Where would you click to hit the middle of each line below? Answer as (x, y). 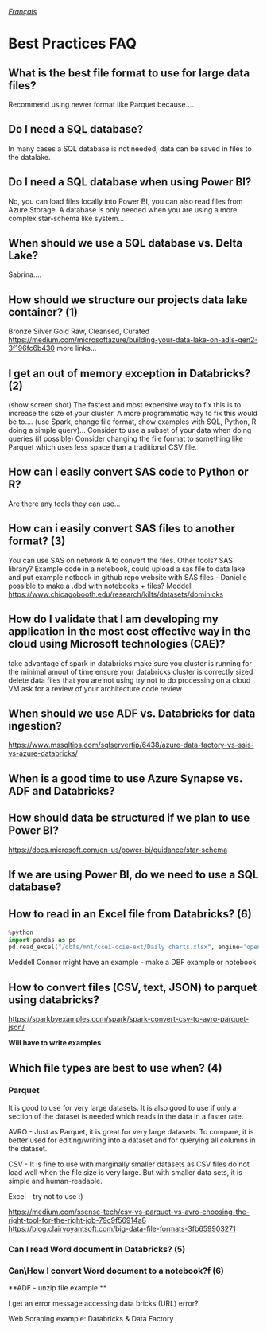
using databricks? (54, 1000)
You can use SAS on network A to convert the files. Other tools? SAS (120, 560)
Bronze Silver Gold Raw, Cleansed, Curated (79, 331)
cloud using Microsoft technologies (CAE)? (117, 644)
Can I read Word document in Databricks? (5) (97, 1249)
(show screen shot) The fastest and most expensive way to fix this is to (125, 405)
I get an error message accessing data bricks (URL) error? (103, 1303)
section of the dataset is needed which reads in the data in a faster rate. (126, 1116)
